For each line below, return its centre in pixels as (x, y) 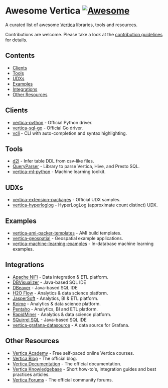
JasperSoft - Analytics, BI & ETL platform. (55, 298)
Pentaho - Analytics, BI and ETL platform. (55, 309)
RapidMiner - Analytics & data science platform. (62, 314)
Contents (20, 56)
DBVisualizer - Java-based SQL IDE (49, 282)
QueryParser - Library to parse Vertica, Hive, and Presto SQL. (76, 167)
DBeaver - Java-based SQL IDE (45, 287)
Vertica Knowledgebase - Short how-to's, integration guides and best (84, 369)
